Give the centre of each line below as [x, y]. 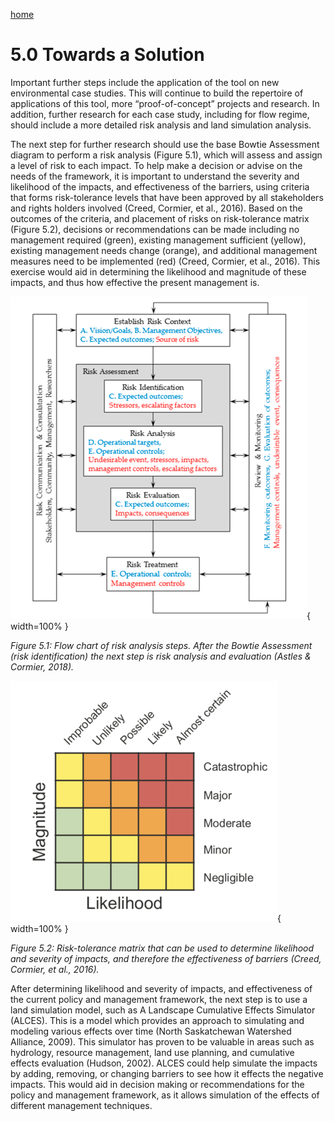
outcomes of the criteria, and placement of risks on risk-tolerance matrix [160, 218]
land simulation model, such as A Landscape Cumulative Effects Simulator [163, 1010]
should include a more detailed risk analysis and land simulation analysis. [161, 125]
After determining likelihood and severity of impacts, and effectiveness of [161, 988]
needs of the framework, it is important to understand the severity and [155, 176]
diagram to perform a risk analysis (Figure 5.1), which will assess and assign [166, 155]
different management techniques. [81, 1105]
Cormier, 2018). [42, 666]
